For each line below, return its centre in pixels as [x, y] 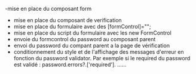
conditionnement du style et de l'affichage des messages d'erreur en [99, 52]
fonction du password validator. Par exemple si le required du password [102, 58]
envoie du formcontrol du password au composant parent [85, 39]
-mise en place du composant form [48, 9]
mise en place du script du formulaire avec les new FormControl [93, 33]
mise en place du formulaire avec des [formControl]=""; [82, 27]
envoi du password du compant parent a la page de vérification [92, 45]
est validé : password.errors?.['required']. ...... [70, 64]
